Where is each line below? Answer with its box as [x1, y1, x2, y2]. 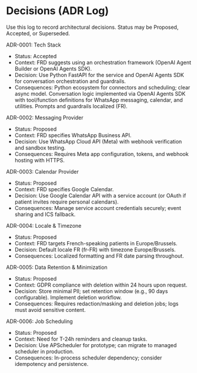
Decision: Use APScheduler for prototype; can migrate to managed [14, 341, 177, 348]
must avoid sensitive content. [14, 306, 86, 313]
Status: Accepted [14, 52, 57, 59]
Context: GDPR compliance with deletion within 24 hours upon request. [14, 281, 188, 288]
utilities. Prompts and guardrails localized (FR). [14, 102, 128, 109]
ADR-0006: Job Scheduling [6, 318, 74, 325]
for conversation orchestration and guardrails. [14, 78, 126, 85]
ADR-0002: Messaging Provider [6, 114, 84, 121]
